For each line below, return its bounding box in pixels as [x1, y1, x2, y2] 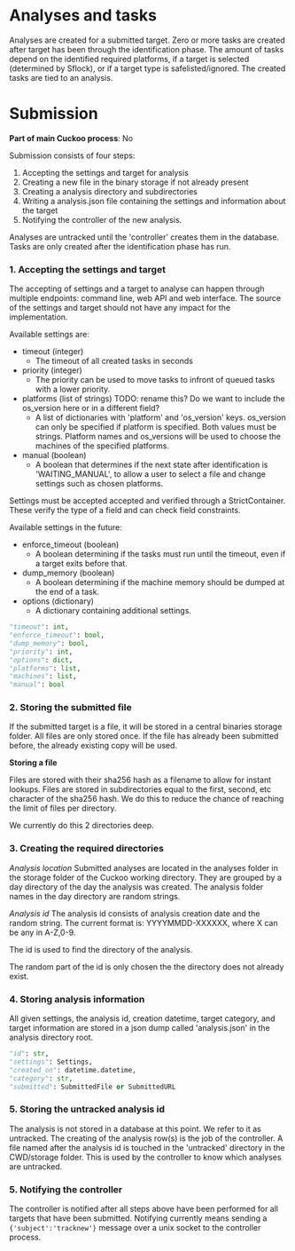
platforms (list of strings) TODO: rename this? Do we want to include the [21, 393, 285, 404]
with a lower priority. [35, 384, 111, 395]
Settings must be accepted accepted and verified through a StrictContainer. [9, 495, 286, 506]
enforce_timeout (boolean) [21, 539, 120, 550]
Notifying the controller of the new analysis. [21, 214, 182, 225]
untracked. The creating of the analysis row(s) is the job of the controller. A [9, 1133, 283, 1144]
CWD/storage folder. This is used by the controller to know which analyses [9, 1152, 282, 1162]
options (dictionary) [21, 596, 95, 606]
